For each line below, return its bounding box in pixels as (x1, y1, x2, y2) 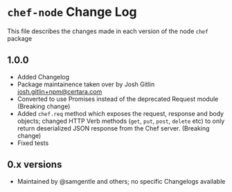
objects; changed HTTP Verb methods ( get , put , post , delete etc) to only (17, 117, 225, 125)
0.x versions (7, 159, 62, 171)
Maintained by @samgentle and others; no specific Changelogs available (17, 177, 226, 185)
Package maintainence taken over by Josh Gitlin (17, 80, 155, 88)
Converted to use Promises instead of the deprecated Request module (17, 95, 219, 103)
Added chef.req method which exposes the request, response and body (17, 109, 224, 117)
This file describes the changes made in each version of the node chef (7, 27, 209, 35)
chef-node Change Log (7, 4, 137, 20)
